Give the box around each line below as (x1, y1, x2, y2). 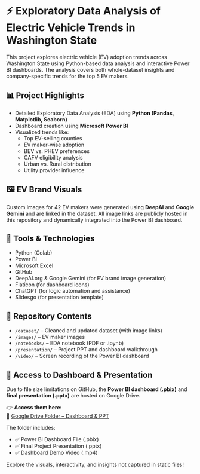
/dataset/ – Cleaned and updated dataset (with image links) (14, 327, 163, 334)
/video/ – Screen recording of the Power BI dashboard (14, 353, 149, 360)
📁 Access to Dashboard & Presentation (6, 369, 153, 380)
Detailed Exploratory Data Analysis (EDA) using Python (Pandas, (14, 109, 174, 117)
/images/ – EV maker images (14, 334, 85, 341)
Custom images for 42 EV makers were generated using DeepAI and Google (6, 203, 195, 210)
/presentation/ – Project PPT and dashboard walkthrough (14, 346, 158, 353)
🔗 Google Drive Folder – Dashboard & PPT (6, 412, 109, 420)
